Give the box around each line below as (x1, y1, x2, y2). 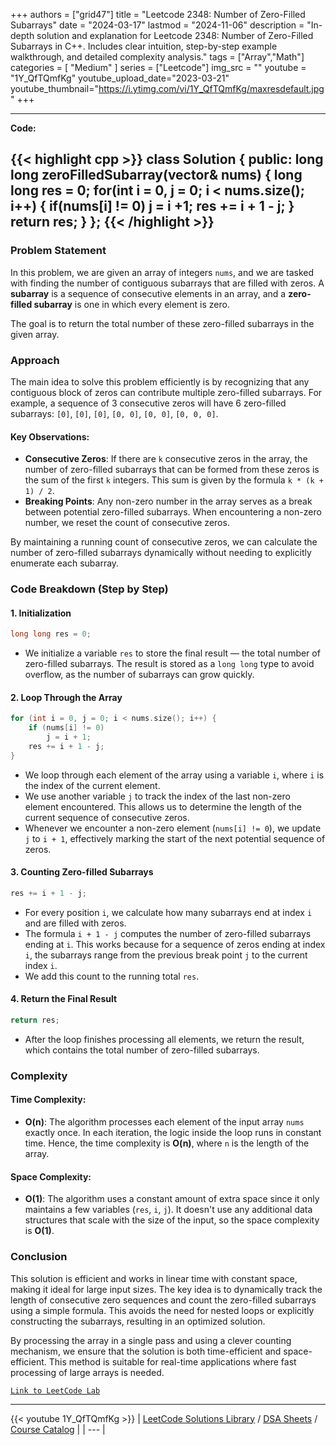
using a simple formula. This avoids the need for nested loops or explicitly (10, 1304, 315, 1316)
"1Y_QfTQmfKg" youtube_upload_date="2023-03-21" (10, 72, 230, 84)
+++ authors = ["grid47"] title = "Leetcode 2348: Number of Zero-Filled (10, 9, 306, 20)
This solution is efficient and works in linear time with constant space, (10, 1272, 298, 1284)
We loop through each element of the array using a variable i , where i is (24, 769, 325, 781)
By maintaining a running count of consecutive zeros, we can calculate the (10, 536, 318, 548)
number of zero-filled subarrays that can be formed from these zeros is (24, 464, 320, 476)
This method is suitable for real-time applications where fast (48, 1355, 297, 1368)
